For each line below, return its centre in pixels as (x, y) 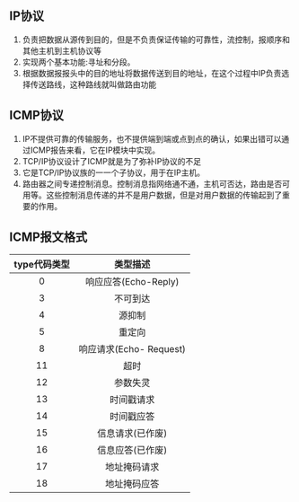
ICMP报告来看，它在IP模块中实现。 (95, 150)
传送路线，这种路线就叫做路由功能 (93, 84)
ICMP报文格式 (48, 238)
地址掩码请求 (132, 467)
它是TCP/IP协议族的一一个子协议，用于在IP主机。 (114, 172)
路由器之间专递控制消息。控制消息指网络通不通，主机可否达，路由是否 (152, 183)
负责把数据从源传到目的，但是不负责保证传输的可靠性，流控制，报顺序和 (156, 40)
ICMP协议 (37, 115)
